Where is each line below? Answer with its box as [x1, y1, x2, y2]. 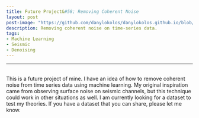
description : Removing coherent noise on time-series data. [6, 25, 158, 31]
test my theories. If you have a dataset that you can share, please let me [6, 100, 182, 107]
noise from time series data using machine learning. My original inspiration [6, 81, 188, 88]
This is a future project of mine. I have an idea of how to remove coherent [6, 75, 185, 82]
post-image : [6, 19, 36, 25]
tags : [6, 31, 20, 37]
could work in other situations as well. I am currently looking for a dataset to [6, 94, 191, 101]
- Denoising [6, 47, 36, 53]
